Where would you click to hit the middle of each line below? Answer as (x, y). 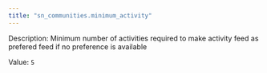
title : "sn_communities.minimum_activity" (80, 15)
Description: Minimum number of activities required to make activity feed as (133, 38)
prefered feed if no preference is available (78, 46)
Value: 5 (21, 62)
